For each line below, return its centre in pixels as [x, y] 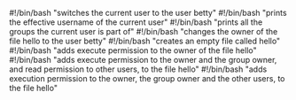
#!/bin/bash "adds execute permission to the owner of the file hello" [133, 50]
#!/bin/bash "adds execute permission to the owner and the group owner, [143, 60]
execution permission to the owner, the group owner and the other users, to [147, 78]
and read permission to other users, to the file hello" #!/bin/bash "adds [138, 69]
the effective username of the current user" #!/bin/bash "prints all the [136, 22]
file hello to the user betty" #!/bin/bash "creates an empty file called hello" [145, 41]
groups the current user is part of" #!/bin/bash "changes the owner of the [144, 31]
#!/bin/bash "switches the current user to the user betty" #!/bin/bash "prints [148, 13]
